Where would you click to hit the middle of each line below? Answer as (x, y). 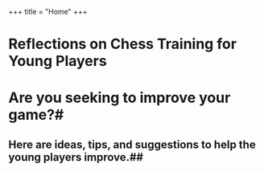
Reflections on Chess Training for (123, 44)
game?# (36, 115)
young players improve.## (76, 157)
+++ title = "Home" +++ (48, 12)
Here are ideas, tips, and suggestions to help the (132, 144)
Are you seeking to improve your (120, 98)
